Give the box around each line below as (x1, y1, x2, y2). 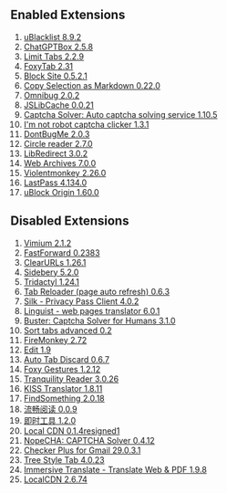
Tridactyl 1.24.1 (23, 276, 80, 287)
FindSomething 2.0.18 (23, 393, 106, 404)
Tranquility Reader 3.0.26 (23, 373, 119, 384)
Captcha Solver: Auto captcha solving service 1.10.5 (23, 109, 218, 120)
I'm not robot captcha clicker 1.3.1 (23, 119, 150, 130)
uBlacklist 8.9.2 (23, 31, 82, 42)
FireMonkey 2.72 (23, 334, 88, 345)
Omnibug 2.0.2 (23, 89, 80, 100)
